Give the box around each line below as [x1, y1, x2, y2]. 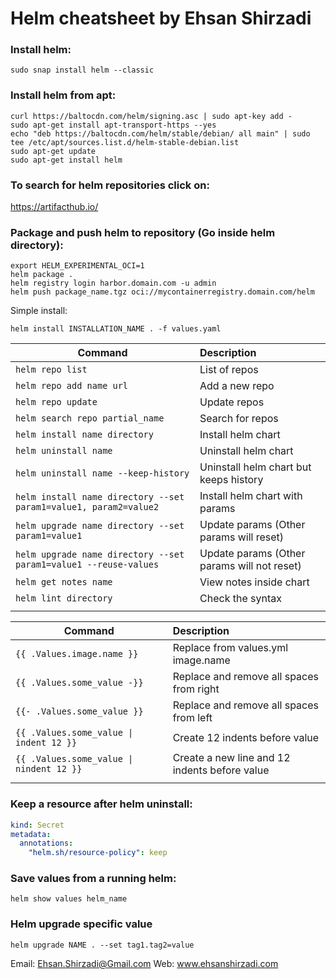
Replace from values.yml [172, 641, 289, 655]
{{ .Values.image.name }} [15, 648, 139, 660]
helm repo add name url [15, 380, 129, 392]
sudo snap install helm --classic [10, 65, 155, 76]
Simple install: [10, 305, 68, 317]
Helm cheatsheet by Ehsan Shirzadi [10, 7, 312, 30]
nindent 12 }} [15, 763, 83, 775]
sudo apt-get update [10, 146, 97, 156]
